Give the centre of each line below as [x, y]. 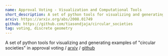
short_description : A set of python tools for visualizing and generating [85, 14]
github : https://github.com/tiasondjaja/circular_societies [69, 24]
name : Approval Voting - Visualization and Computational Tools [73, 10]
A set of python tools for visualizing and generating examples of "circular [80, 42]
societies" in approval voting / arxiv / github [50, 48]
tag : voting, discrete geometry [39, 28]
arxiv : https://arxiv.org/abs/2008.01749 [49, 19]
